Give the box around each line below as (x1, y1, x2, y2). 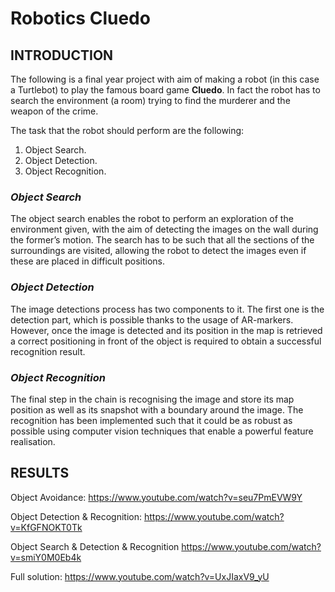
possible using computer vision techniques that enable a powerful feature (10, 425, 314, 437)
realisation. (10, 435, 56, 447)
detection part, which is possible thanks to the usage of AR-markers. (10, 313, 294, 326)
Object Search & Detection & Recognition (10, 540, 180, 552)
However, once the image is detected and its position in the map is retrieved (10, 324, 323, 336)
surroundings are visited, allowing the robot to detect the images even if (10, 245, 307, 257)
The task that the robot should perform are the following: (10, 125, 245, 136)
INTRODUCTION (10, 47, 114, 64)
